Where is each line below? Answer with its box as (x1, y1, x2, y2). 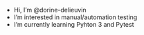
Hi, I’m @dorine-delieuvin (13, 6, 87, 14)
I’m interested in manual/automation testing (13, 13, 138, 21)
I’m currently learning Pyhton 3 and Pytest (13, 21, 134, 28)
